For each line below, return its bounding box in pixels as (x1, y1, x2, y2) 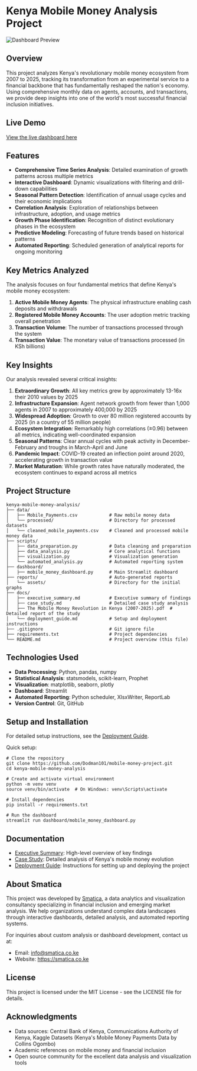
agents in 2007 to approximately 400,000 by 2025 (14, 406, 137, 413)
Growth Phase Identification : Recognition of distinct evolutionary (14, 217, 174, 224)
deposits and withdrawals (14, 305, 78, 312)
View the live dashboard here (6, 133, 78, 140)
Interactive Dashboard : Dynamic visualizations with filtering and (14, 179, 172, 186)
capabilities (29, 185, 58, 192)
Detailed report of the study (6, 610, 81, 616)
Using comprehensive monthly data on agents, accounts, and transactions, (6, 88, 189, 95)
